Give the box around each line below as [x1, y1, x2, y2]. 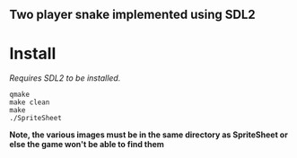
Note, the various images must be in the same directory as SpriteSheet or [9, 129, 289, 140]
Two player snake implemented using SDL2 [9, 7, 256, 22]
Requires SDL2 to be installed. [9, 73, 121, 83]
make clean [9, 98, 50, 107]
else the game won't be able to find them [9, 139, 164, 150]
